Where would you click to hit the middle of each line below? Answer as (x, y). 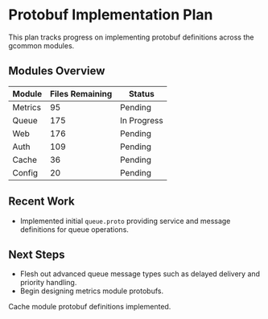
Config (25, 172)
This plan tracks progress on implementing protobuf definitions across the (131, 37)
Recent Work (41, 202)
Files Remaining (81, 93)
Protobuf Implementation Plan (111, 15)
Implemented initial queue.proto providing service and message (125, 221)
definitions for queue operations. (74, 229)
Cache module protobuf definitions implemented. (90, 307)
